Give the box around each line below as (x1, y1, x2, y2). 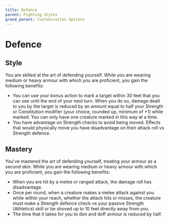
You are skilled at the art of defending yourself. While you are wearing (5, 72, 151, 78)
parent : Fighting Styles (5, 12, 58, 17)
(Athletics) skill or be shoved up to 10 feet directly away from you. (12, 206, 150, 212)
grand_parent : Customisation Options (5, 17, 85, 22)
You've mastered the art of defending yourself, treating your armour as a (5, 158, 157, 164)
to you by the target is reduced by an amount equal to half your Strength (12, 103, 163, 109)
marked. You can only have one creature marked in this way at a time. (12, 114, 158, 120)
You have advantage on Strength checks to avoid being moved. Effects (12, 119, 161, 125)
